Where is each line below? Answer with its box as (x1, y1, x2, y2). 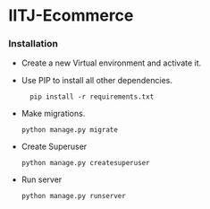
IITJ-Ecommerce (8, 5, 134, 26)
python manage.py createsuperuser (21, 159, 150, 168)
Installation (8, 38, 59, 50)
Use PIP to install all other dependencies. (21, 75, 173, 86)
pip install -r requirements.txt (29, 92, 155, 101)
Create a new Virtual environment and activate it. (21, 57, 202, 68)
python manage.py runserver (21, 192, 126, 201)
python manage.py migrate (21, 126, 118, 135)
